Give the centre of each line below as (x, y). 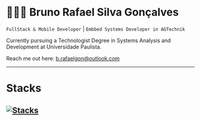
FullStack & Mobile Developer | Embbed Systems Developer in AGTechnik (96, 29)
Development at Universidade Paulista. (54, 47)
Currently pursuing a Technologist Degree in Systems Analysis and (89, 40)
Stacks (24, 88)
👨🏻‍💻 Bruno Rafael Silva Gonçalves (92, 12)
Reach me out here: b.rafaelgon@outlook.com (63, 58)
